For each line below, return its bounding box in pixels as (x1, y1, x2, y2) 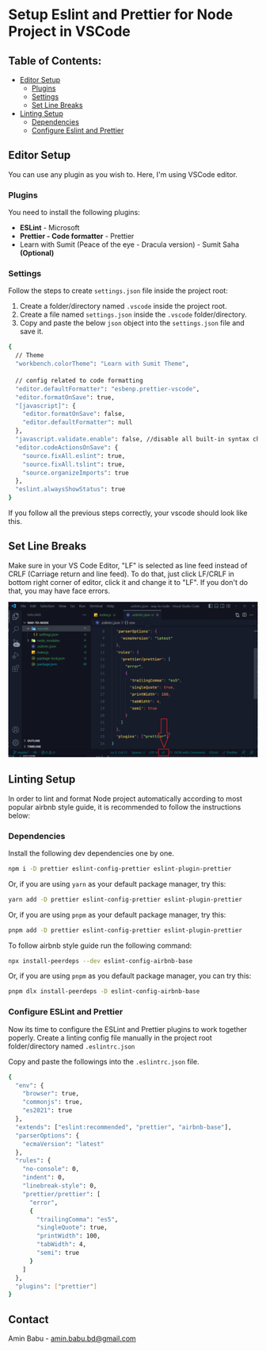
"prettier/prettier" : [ (22, 1190, 101, 1198)
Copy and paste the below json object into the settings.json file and (19, 318, 245, 328)
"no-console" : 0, (22, 1165, 80, 1173)
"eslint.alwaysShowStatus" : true (15, 486, 126, 494)
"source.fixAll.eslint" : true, (22, 452, 126, 460)
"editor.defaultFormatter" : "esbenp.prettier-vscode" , (15, 385, 200, 393)
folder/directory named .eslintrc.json (8, 1041, 135, 1051)
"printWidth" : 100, (36, 1232, 101, 1240)
